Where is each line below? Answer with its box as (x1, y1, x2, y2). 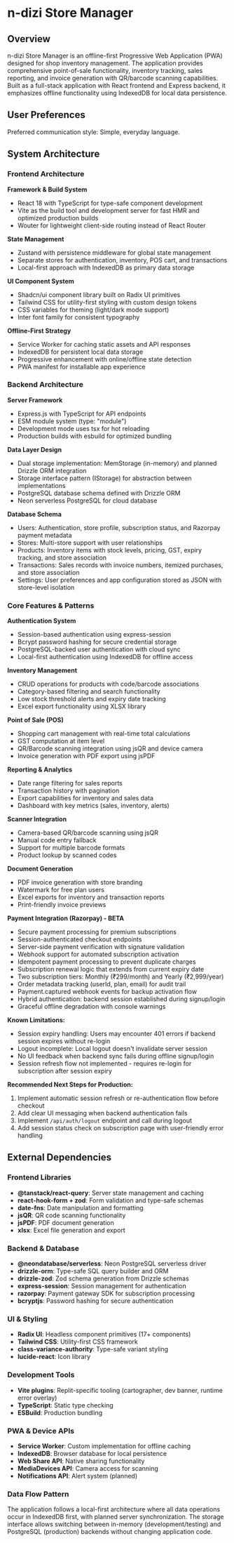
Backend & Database (7, 1243, 79, 1253)
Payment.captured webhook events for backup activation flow (17, 988, 198, 996)
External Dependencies (7, 1151, 112, 1163)
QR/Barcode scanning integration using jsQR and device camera (17, 744, 203, 753)
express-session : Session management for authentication (17, 1282, 187, 1290)
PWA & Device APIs (7, 1426, 75, 1436)
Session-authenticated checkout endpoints (17, 935, 142, 943)
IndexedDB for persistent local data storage (17, 347, 144, 356)
